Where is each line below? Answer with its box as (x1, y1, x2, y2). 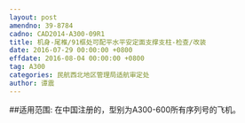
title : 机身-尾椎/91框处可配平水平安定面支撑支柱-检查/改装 (9, 37, 207, 47)
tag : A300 (9, 63, 46, 72)
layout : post (9, 12, 58, 22)
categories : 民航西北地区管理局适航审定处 (9, 71, 150, 80)
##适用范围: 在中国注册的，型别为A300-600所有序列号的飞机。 (9, 104, 241, 115)
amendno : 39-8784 (9, 21, 74, 30)
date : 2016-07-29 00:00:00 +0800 (9, 46, 133, 55)
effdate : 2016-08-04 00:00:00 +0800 (9, 54, 145, 63)
